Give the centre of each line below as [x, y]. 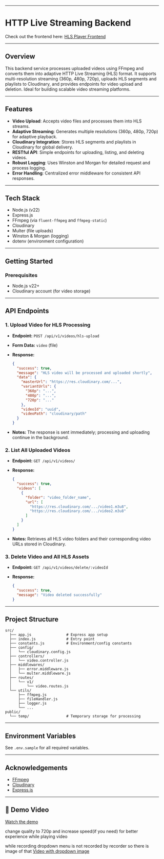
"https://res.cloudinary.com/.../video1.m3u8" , [79, 507]
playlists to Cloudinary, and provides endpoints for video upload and [74, 84]
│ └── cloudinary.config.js [40, 652]
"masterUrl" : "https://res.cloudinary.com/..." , [72, 382]
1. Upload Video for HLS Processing [48, 325]
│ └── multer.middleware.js [40, 674]
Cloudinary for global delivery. [42, 147]
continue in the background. [41, 437]
